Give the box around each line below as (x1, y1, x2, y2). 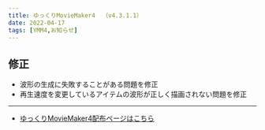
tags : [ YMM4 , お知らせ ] (8, 26, 78, 34)
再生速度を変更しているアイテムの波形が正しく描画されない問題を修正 (19, 90, 247, 99)
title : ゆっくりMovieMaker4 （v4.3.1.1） (8, 11, 143, 20)
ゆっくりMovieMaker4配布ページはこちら (19, 113, 155, 123)
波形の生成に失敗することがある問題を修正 (19, 80, 159, 89)
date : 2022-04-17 (8, 19, 65, 27)
